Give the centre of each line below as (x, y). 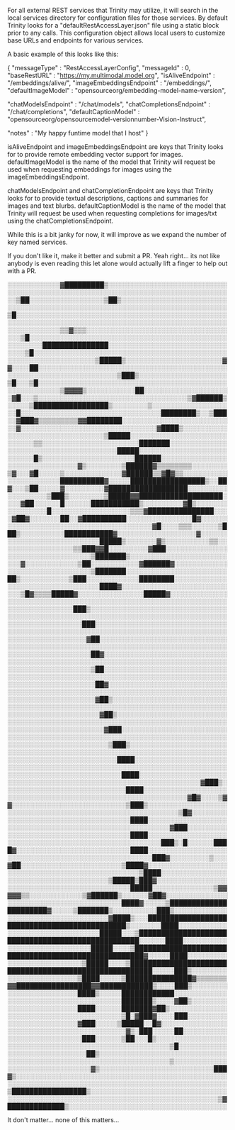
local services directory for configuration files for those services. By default (117, 18)
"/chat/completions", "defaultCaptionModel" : (74, 112)
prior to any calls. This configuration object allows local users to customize (116, 33)
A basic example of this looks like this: (63, 54)
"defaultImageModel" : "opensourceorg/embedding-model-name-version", (117, 90)
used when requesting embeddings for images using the (90, 169)
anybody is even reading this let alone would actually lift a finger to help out (117, 263)
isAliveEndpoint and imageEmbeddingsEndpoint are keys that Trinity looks (116, 147)
